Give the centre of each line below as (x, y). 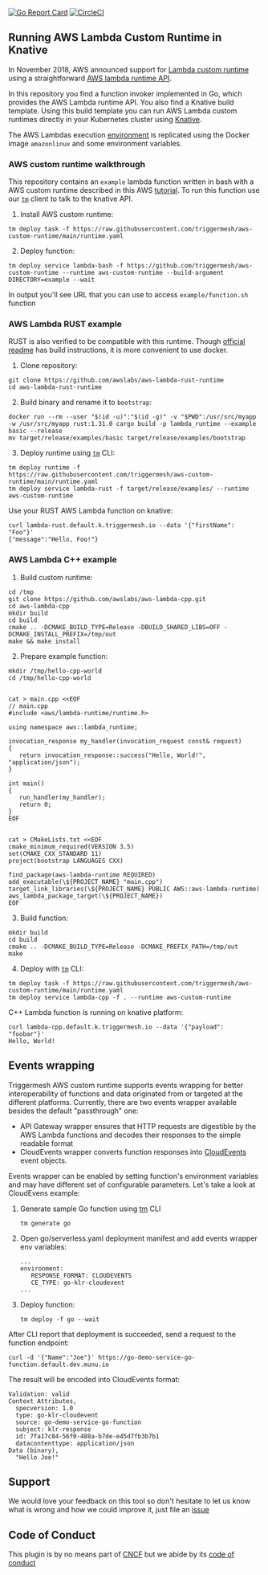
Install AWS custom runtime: (67, 215)
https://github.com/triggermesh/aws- (190, 266)
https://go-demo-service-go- (146, 1357)
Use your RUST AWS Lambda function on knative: (91, 511)
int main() (26, 783)
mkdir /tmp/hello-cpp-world (55, 671)
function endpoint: (39, 1343)
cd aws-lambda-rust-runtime (55, 387)
